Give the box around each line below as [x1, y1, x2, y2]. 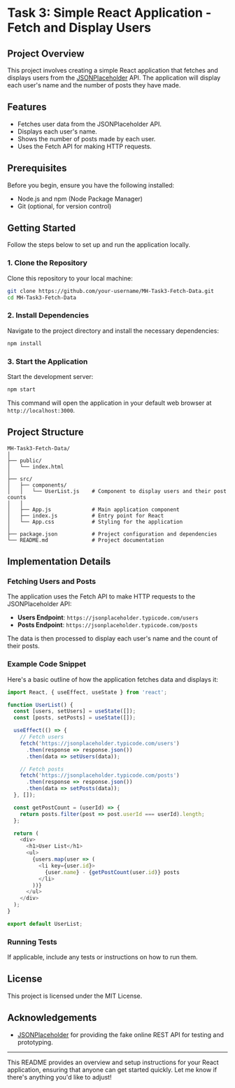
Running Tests [7, 937, 57, 947]
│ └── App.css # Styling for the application [7, 518, 183, 525]
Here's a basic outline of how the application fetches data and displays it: [7, 675, 219, 683]
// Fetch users [20, 733, 64, 740]
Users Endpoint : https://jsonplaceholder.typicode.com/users [17, 613, 199, 622]
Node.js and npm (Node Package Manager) [17, 194, 143, 203]
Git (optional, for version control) [17, 201, 112, 210]
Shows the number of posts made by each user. [17, 134, 156, 143]
